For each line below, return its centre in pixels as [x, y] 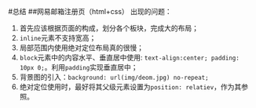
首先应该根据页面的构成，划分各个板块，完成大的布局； [109, 28]
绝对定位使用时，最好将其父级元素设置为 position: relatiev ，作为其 [130, 87]
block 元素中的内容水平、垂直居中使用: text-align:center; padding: [129, 58]
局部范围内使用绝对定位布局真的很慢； [81, 48]
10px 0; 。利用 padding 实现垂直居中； [79, 67]
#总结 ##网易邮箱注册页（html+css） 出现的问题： [90, 11]
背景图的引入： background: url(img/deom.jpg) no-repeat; [114, 77]
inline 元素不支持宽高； [58, 38]
